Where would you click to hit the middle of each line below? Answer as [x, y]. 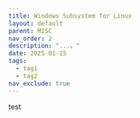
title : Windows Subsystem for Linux [70, 16]
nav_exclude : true [39, 83]
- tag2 [27, 76]
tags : [17, 61]
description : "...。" [44, 46]
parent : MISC [30, 31]
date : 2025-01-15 [38, 53]
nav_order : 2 [30, 38]
